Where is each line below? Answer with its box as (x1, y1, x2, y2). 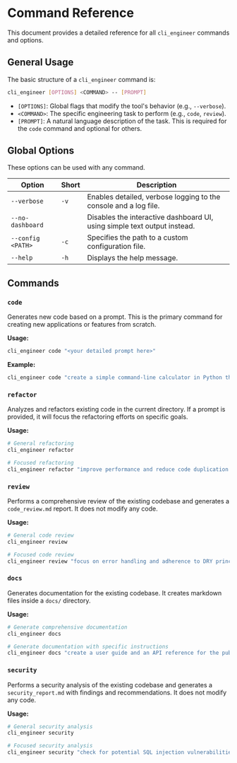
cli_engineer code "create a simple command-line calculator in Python (7, 374, 222, 381)
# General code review (7, 532, 74, 539)
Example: (7, 361, 36, 368)
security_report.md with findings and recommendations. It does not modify (7, 688, 227, 697)
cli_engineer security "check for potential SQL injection (7, 749, 185, 756)
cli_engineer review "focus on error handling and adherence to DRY (7, 557, 213, 565)
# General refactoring (7, 440, 74, 447)
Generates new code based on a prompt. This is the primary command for (7, 313, 223, 321)
